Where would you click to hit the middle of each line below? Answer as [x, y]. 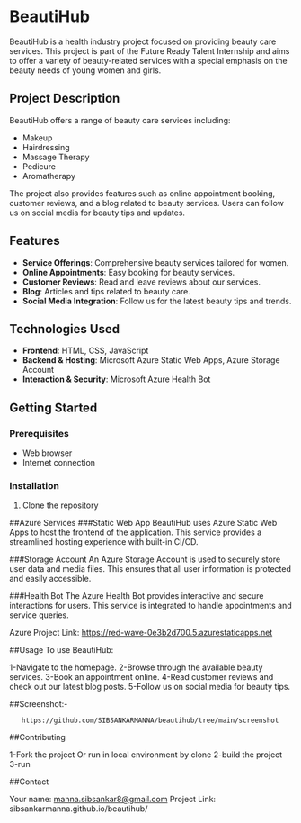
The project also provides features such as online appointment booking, [142, 193]
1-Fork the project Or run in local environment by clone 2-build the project [146, 755]
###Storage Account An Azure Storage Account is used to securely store [145, 559]
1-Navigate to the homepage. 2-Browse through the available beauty [136, 667]
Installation [35, 485]
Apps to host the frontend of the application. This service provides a [136, 532]
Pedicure [39, 166]
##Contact [29, 782]
